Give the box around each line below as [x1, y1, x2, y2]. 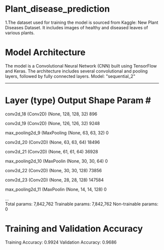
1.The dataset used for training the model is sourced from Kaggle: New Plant [5, 19, 159, 25]
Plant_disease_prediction [5, 3, 110, 15]
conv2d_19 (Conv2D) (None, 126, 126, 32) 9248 [5, 120, 100, 126]
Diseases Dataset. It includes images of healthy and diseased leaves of [5, 24, 148, 30]
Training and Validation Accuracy [5, 223, 143, 234]
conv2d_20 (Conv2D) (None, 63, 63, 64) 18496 [5, 139, 100, 145]
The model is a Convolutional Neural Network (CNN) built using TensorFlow [5, 63, 157, 69]
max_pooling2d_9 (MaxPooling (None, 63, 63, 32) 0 [5, 130, 109, 136]
